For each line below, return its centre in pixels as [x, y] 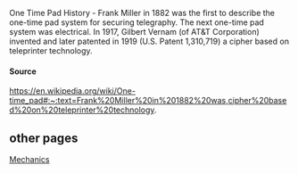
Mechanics [29, 160]
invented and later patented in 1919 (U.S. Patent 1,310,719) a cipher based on [149, 41]
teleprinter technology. [51, 51]
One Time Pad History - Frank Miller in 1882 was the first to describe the [142, 13]
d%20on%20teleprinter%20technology [82, 110]
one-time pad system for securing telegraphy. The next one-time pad [137, 22]
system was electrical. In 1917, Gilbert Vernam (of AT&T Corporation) [135, 32]
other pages [44, 138]
